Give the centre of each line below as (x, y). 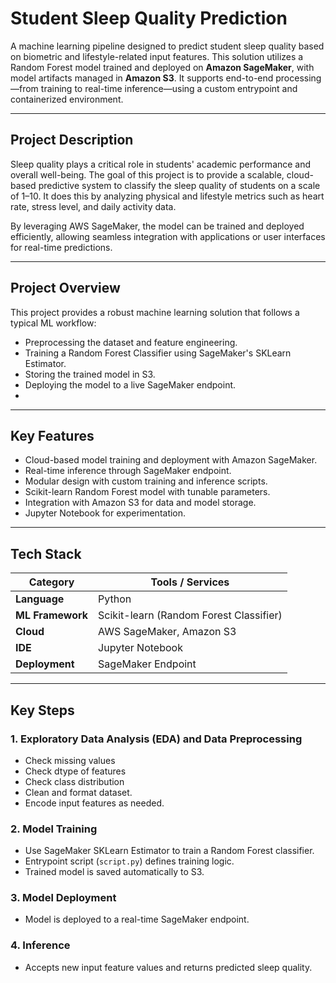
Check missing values (70, 760)
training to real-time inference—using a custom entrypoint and (169, 88)
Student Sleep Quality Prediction (149, 18)
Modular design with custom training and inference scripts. (146, 481)
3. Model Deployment (63, 898)
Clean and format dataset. (78, 792)
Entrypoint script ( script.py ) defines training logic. (129, 861)
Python (115, 599)
